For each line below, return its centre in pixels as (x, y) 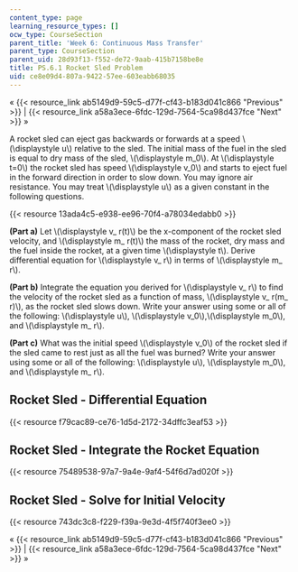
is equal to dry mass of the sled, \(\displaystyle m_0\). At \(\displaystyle (142, 158)
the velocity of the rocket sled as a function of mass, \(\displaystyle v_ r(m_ (149, 296)
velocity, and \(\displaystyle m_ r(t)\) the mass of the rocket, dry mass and (147, 241)
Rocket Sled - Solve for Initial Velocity (117, 500)
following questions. (47, 196)
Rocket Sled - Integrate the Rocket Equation (135, 450)
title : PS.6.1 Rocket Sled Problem (76, 69)
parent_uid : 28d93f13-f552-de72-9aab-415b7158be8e (107, 60)
